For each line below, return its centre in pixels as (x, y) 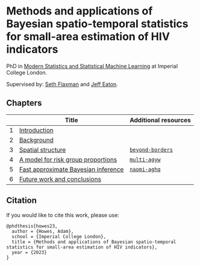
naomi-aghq (145, 169)
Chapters (24, 103)
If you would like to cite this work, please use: (63, 215)
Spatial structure (42, 150)
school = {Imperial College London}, (59, 237)
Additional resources (160, 120)
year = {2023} (29, 252)
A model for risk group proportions (68, 159)
